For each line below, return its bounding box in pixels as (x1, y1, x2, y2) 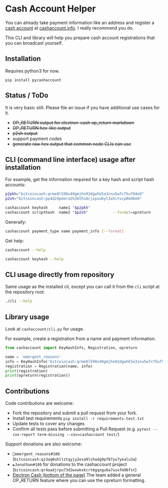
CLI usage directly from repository (5, 270, 114, 279)
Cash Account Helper (5, 3, 96, 15)
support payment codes (12, 135, 62, 141)
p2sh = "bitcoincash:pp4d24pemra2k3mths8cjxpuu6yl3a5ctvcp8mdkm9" (5, 196, 142, 201)
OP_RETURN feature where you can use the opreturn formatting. (12, 477, 146, 483)
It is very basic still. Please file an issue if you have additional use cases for (5, 104, 160, 110)
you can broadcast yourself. (5, 40, 63, 46)
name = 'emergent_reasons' (5, 354, 61, 359)
